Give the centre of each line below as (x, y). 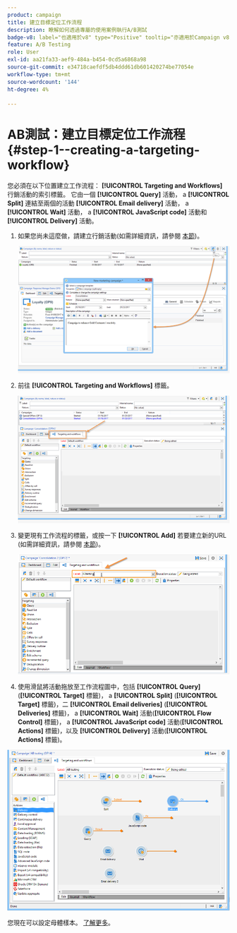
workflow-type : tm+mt (39, 74)
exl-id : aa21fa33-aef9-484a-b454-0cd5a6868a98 (77, 60)
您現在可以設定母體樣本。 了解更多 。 (61, 922)
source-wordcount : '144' (44, 82)
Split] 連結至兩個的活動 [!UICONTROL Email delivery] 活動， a (98, 203)
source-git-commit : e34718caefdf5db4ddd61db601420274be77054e (101, 67)
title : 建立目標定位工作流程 (45, 22)
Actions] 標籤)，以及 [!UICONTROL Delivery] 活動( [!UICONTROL (113, 730)
